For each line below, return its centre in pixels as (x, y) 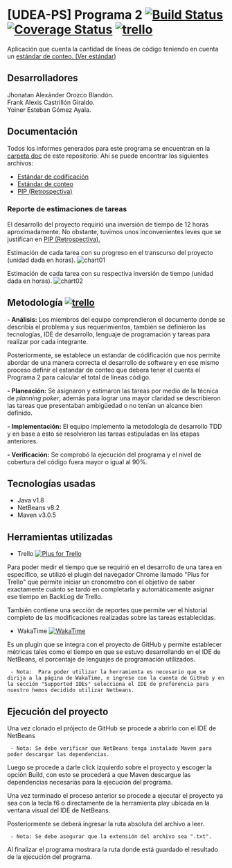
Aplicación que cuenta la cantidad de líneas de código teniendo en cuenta (113, 49)
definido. (20, 413)
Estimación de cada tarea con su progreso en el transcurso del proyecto (110, 252)
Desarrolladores (43, 78)
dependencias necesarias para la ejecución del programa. (90, 783)
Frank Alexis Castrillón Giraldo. (51, 102)
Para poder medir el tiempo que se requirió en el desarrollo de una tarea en (115, 567)
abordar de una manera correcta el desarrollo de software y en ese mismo (113, 362)
